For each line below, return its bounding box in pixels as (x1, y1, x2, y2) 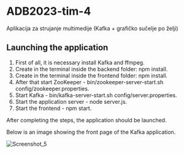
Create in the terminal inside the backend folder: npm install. (15, 65, 168, 73)
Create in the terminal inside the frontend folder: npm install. (15, 72, 167, 79)
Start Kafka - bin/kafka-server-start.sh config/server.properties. (15, 91, 178, 99)
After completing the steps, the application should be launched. (6, 116, 167, 124)
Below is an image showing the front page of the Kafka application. (6, 128, 176, 136)
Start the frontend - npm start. (15, 104, 92, 112)
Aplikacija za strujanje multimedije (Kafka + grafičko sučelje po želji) (6, 25, 178, 32)
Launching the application (6, 42, 109, 53)
